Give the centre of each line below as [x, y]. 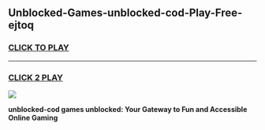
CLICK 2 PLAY [35, 77]
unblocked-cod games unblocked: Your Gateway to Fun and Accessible [128, 109]
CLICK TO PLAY [39, 48]
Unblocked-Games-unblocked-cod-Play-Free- [125, 13]
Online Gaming [33, 117]
